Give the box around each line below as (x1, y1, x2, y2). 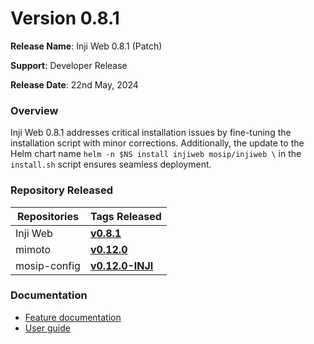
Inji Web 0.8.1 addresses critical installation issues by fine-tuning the (10, 127, 292, 139)
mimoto (15, 242, 52, 256)
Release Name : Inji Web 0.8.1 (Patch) (10, 40, 163, 52)
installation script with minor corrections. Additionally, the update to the (10, 137, 305, 149)
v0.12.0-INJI (89, 258, 154, 272)
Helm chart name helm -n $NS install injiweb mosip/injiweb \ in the (10, 148, 302, 160)
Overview (10, 103, 59, 117)
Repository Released (10, 183, 114, 197)
